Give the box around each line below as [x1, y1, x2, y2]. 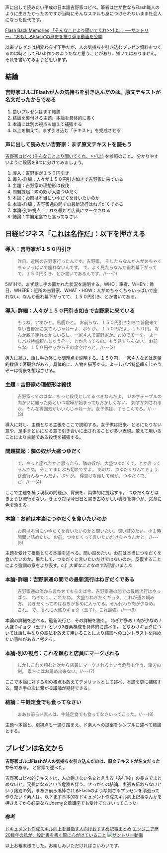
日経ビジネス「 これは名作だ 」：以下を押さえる [5, 230, 146, 238]
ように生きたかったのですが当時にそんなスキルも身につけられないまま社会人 [5, 10, 162, 16]
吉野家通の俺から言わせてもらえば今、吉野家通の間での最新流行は [17, 588, 153, 594]
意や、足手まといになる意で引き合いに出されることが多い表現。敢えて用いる [5, 428, 162, 434]
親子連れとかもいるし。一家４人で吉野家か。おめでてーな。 [26, 332, 148, 338]
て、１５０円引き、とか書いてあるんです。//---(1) [17, 271, 118, 277]
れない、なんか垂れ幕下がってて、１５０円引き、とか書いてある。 [5, 293, 139, 299]
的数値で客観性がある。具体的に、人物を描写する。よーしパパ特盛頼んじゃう [5, 361, 162, 367]
